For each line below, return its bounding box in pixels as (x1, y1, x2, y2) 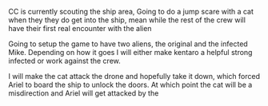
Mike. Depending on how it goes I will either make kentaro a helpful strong (8, 48, 253, 57)
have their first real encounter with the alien (8, 24, 152, 33)
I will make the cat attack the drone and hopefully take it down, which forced (8, 72, 260, 80)
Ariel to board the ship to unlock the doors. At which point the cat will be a (8, 80, 253, 89)
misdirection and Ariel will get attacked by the (8, 88, 159, 98)
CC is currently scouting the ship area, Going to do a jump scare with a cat (8, 7, 254, 16)
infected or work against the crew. (8, 56, 122, 65)
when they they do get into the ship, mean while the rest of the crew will (8, 15, 246, 25)
